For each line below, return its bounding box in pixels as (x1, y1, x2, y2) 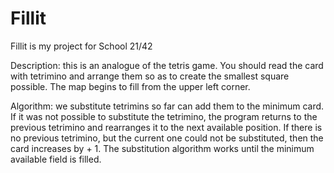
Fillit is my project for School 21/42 (10, 40, 153, 52)
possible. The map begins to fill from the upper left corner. (10, 80, 251, 92)
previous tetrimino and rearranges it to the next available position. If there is (10, 121, 323, 133)
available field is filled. (10, 153, 102, 165)
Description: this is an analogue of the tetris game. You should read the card (10, 59, 324, 71)
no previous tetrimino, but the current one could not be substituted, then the (10, 132, 324, 144)
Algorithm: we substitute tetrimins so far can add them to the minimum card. (10, 100, 325, 112)
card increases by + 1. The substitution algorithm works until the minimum (10, 142, 315, 154)
